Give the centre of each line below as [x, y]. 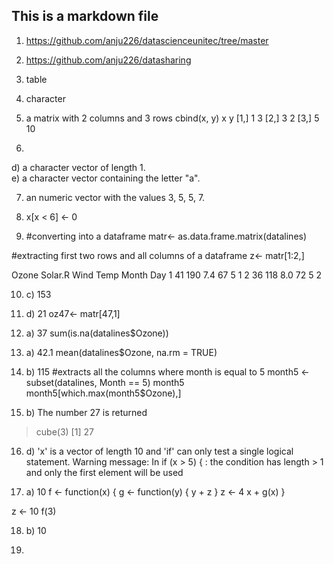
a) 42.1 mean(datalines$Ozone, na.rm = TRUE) [121, 352]
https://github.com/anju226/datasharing [108, 60]
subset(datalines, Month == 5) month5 [105, 382]
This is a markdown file [85, 16]
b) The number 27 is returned [86, 412]
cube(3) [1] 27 [64, 431]
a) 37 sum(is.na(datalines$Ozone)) [97, 333]
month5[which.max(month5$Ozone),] [103, 393]
